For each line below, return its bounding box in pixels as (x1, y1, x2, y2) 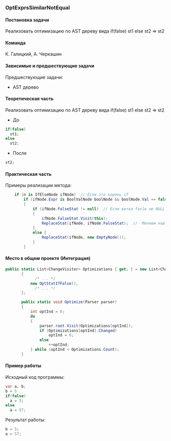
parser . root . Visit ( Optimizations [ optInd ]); (39, 323, 133, 328)
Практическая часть (5, 171, 52, 177)
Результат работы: (5, 417, 46, 423)
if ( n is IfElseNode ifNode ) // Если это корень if (14, 192, 129, 197)
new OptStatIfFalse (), (30, 281, 79, 286)
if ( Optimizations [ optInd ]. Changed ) (39, 328, 117, 333)
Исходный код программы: (5, 374, 65, 380)
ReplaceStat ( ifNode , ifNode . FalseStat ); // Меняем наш (41, 221, 165, 226)
